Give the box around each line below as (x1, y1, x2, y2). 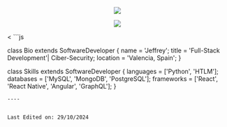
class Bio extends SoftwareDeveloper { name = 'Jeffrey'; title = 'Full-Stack (7, 46, 220, 54)
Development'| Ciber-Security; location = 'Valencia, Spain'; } (7, 54, 182, 62)
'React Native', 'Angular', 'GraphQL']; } (7, 82, 117, 90)
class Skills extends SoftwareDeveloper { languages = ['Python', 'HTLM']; (7, 67, 219, 75)
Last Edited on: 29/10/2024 (7, 114, 89, 121)
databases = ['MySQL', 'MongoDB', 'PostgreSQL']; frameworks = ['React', (7, 75, 219, 83)
